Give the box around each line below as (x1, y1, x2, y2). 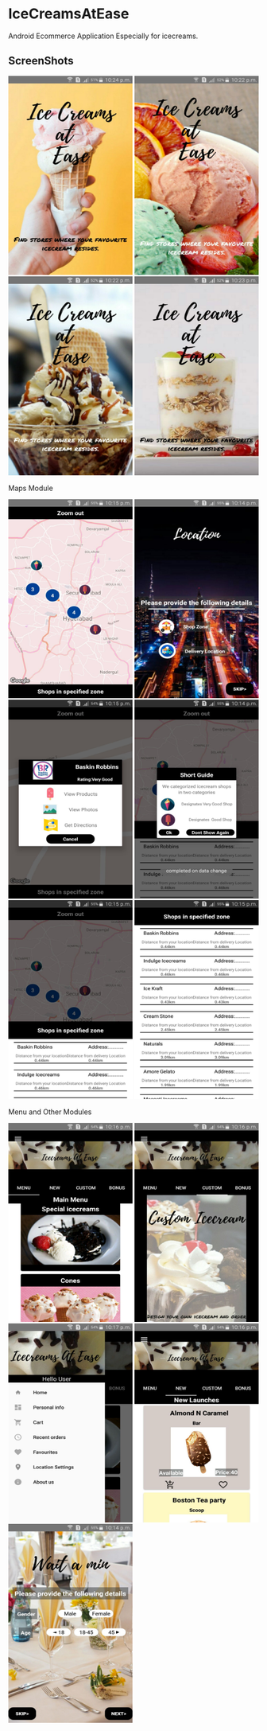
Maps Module (8, 483, 53, 493)
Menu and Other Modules (8, 1107, 92, 1117)
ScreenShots (8, 54, 74, 68)
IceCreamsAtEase (8, 5, 130, 23)
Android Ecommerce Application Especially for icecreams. (8, 31, 199, 41)
